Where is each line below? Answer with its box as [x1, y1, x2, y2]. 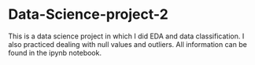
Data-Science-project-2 [8, 5, 169, 23]
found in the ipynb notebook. [8, 48, 102, 57]
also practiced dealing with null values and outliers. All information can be [8, 39, 248, 49]
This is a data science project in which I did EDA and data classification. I [8, 31, 245, 41]
